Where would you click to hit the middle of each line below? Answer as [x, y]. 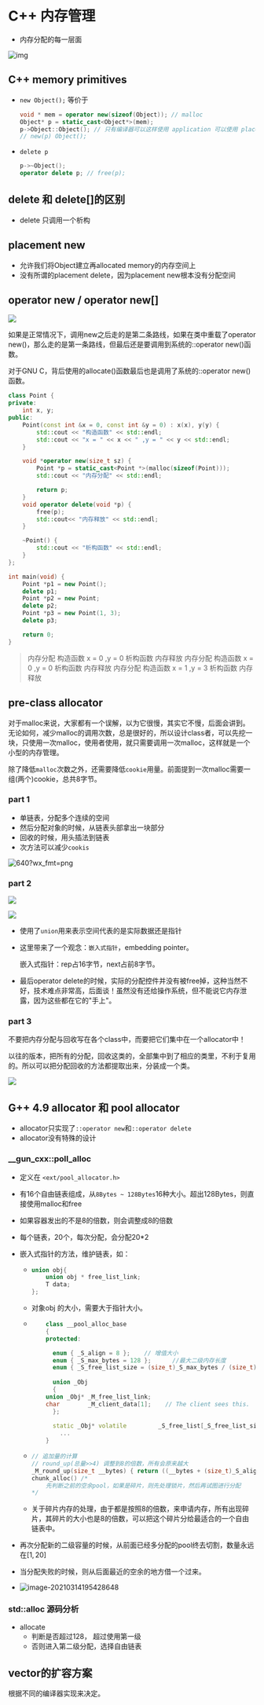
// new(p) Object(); [53, 137]
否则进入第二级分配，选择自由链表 [86, 1646]
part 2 [20, 883]
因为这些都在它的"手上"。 [75, 1001]
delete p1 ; [40, 591]
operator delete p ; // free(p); [72, 174]
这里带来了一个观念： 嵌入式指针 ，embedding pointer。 [106, 948]
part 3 [20, 1021]
